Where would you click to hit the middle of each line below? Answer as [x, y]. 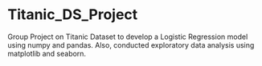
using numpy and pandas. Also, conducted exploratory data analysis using [131, 45]
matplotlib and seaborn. [47, 53]
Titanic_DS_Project [73, 15]
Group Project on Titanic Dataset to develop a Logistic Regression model [128, 37]
